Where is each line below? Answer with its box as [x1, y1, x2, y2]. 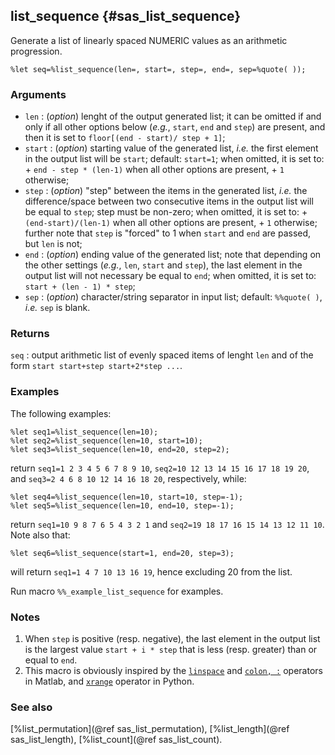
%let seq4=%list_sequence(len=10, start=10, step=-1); [10, 492, 244, 502]
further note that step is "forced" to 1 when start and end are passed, [24, 227, 312, 239]
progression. [10, 45, 63, 57]
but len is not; [24, 238, 83, 250]
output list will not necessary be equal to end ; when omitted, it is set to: [24, 270, 317, 282]
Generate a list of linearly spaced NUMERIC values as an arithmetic [10, 34, 288, 46]
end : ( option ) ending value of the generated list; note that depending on [24, 249, 322, 261]
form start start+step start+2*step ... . [10, 360, 183, 372]
